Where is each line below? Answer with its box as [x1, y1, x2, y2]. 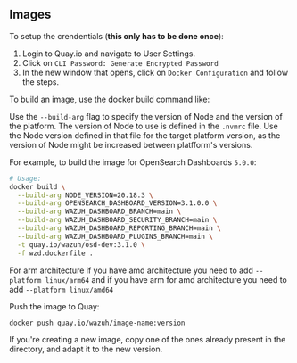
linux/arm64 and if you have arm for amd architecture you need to [45, 274, 287, 285]
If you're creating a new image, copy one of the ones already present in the [9, 334, 286, 345]
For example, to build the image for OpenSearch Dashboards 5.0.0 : [9, 156, 257, 168]
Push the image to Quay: [9, 301, 100, 311]
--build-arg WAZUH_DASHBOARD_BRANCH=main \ [17, 207, 181, 217]
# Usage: [9, 174, 42, 183]
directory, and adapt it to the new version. [9, 343, 163, 355]
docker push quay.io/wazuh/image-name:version [9, 318, 186, 327]
